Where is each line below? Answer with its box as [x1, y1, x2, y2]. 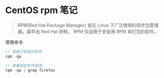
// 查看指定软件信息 [5, 63, 42, 68]
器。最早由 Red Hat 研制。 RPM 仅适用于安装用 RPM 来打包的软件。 [17, 28, 158, 34]
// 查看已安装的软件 [5, 49, 42, 54]
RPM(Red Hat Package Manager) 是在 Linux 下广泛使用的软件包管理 [17, 22, 159, 28]
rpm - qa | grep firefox [5, 67, 56, 73]
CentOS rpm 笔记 [5, 5, 78, 16]
